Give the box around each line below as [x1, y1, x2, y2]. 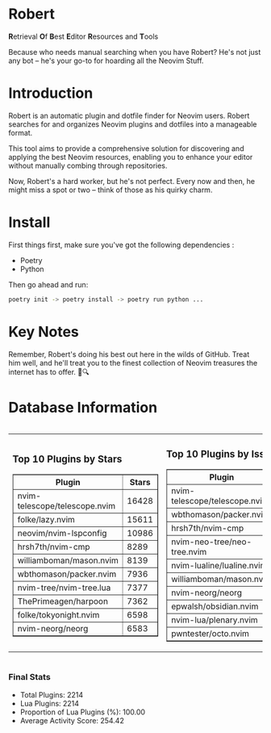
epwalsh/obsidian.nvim [170, 601, 259, 612]
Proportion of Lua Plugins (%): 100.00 [19, 707, 146, 717]
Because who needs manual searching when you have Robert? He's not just [8, 47, 261, 57]
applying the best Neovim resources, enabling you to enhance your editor [8, 152, 253, 161]
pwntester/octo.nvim [170, 628, 250, 639]
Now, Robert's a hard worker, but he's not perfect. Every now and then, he [8, 176, 256, 186]
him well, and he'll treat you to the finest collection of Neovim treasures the [8, 358, 258, 367]
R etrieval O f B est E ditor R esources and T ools [8, 31, 159, 41]
